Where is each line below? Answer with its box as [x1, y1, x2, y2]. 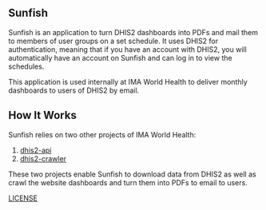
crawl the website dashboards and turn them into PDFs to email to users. [8, 177, 248, 187]
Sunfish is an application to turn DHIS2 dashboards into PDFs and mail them [8, 27, 258, 37]
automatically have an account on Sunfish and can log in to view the [8, 53, 233, 62]
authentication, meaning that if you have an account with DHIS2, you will [8, 44, 248, 54]
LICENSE [8, 193, 38, 203]
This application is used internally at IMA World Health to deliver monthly [8, 77, 248, 86]
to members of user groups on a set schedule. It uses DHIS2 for [8, 36, 219, 46]
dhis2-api [19, 145, 52, 155]
